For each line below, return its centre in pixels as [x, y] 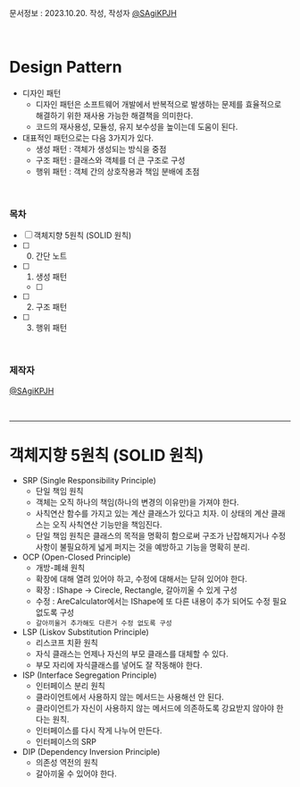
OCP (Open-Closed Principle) [76, 557]
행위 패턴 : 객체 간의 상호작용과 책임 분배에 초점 [117, 171]
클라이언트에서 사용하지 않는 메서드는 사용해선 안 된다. [130, 697]
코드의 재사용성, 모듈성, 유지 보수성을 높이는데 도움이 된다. [137, 126]
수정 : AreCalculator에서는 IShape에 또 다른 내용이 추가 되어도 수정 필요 [161, 602]
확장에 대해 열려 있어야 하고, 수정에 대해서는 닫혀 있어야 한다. [141, 579]
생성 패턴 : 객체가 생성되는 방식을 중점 [101, 149]
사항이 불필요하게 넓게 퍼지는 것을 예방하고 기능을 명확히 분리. [142, 547]
